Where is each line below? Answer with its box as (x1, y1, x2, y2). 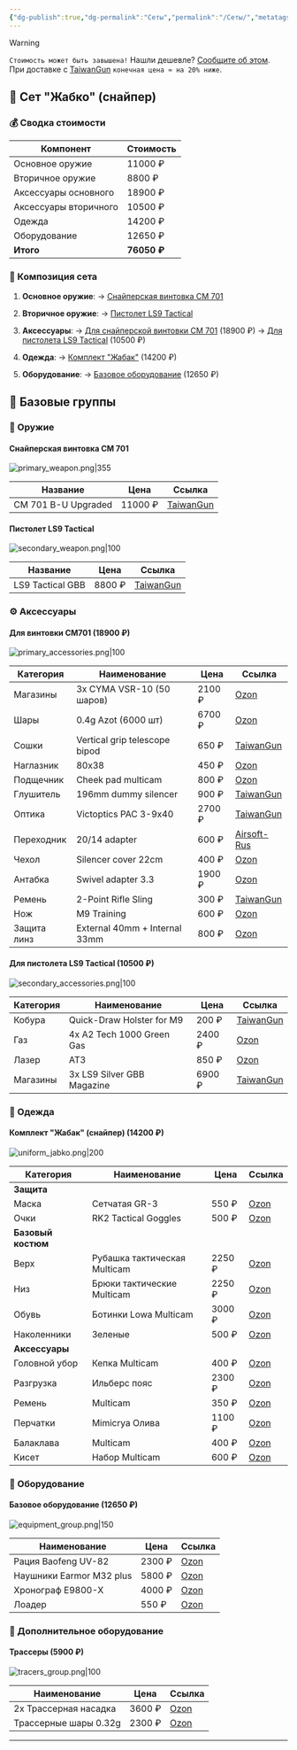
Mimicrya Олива (91, 1416, 161, 1429)
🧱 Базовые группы (9, 395, 117, 409)
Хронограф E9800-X (13, 1584, 104, 1596)
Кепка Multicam (91, 1357, 159, 1369)
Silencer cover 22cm (76, 854, 164, 866)
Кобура (13, 1013, 46, 1026)
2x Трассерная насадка (13, 1702, 117, 1715)
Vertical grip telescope (76, 734, 171, 747)
